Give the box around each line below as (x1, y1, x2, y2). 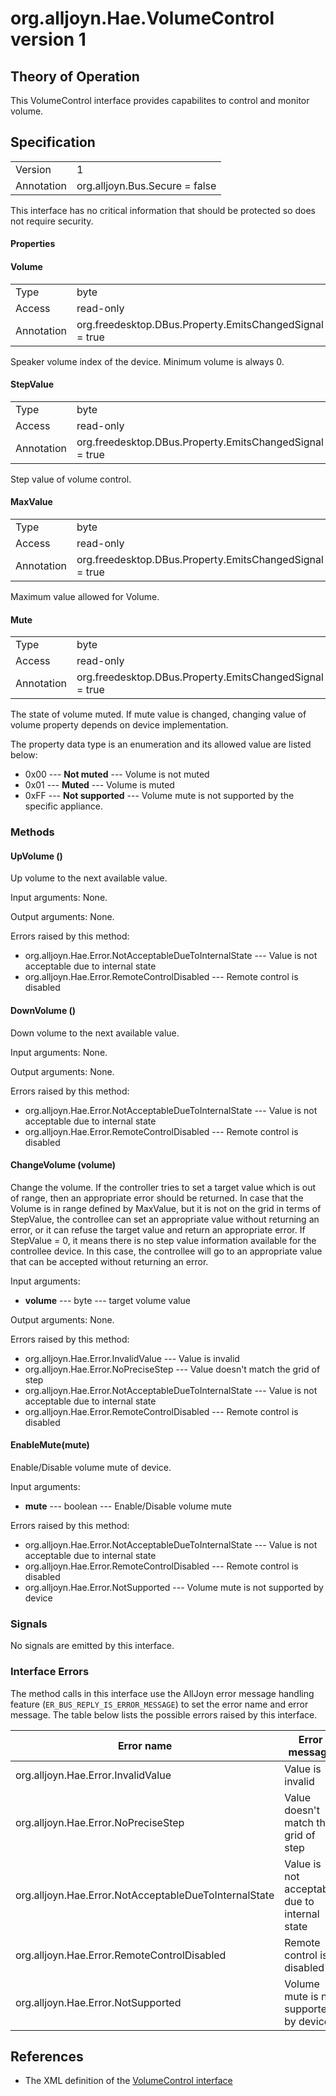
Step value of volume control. (10, 473, 132, 485)
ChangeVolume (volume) (10, 1159, 117, 1171)
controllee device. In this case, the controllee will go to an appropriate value (10, 1245, 323, 1257)
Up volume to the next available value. (10, 872, 168, 884)
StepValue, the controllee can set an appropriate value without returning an (10, 1213, 320, 1225)
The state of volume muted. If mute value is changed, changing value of (10, 708, 307, 721)
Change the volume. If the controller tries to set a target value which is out (10, 1181, 317, 1193)
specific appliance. (24, 800, 103, 812)
